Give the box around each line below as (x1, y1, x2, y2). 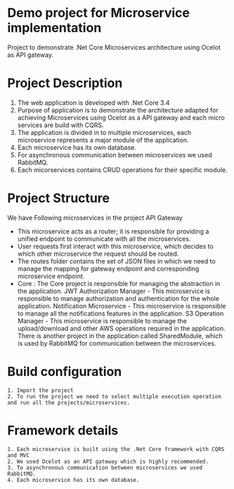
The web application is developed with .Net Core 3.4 (17, 98, 170, 107)
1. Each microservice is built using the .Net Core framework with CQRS (7, 445, 225, 452)
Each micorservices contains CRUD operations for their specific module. (17, 165, 228, 174)
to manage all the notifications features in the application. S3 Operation (17, 309, 224, 318)
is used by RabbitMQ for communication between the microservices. (17, 339, 216, 347)
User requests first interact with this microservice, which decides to (17, 242, 214, 250)
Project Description (7, 75, 123, 91)
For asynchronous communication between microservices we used (17, 150, 212, 159)
